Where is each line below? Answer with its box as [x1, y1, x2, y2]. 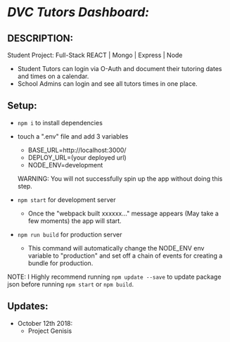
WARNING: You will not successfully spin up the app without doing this [17, 174, 223, 183]
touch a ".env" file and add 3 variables [17, 132, 129, 141]
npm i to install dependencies [17, 118, 103, 127]
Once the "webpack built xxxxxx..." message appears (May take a [27, 209, 219, 217]
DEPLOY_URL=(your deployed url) [27, 153, 127, 162]
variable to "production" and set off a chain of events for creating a [27, 251, 223, 260]
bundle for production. [27, 258, 94, 267]
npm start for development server [17, 195, 116, 204]
